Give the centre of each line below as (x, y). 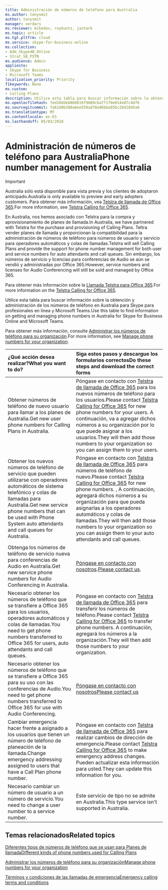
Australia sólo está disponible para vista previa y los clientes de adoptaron (82, 191)
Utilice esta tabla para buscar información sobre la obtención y (70, 300)
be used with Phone (31, 517)
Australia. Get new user (34, 418)
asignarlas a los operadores (108, 508)
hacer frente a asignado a (38, 728)
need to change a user (34, 805)
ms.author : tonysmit (27, 15)
